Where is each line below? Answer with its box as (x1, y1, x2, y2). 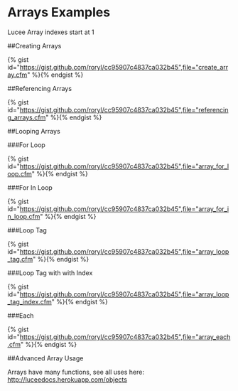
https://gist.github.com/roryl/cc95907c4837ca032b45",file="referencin (19, 105, 229, 114)
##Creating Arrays (7, 41, 62, 50)
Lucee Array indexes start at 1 (7, 28, 94, 36)
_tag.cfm (7, 255, 33, 263)
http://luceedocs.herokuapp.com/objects (7, 375, 128, 384)
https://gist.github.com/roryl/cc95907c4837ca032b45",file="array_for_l (19, 161, 229, 171)
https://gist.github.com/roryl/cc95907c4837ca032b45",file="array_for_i (19, 204, 229, 213)
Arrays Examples (7, 4, 111, 21)
